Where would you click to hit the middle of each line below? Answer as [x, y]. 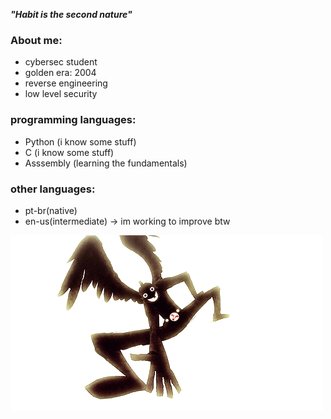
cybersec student [61, 62]
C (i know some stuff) [69, 152]
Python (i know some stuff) [80, 141]
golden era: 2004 [60, 73]
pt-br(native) [51, 210]
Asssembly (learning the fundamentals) [106, 163]
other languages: [53, 189]
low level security [61, 94]
